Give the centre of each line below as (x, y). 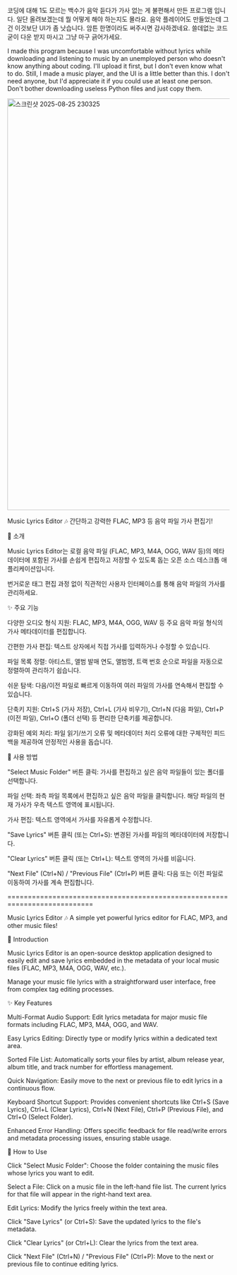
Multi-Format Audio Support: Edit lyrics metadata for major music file (108, 1017)
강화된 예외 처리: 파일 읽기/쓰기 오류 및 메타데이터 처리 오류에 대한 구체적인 (110, 733)
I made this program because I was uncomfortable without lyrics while (109, 51)
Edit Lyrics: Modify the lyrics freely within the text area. (87, 1208)
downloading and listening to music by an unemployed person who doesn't (116, 58)
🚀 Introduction (28, 939)
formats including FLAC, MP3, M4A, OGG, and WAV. (83, 1024)
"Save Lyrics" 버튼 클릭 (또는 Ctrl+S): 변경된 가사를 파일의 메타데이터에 (106, 835)
